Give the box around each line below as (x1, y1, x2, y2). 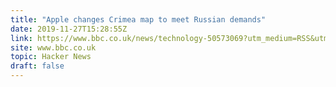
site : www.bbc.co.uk (10, 42, 97, 53)
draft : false (10, 61, 65, 71)
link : (10, 33, 33, 43)
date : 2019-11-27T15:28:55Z (10, 24, 128, 34)
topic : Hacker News (10, 52, 92, 62)
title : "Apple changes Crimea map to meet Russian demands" (10, 14, 267, 25)
